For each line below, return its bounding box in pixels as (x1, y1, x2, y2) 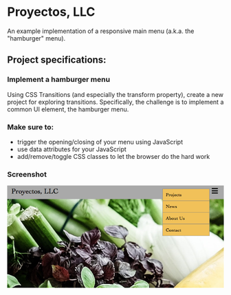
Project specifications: (7, 54, 107, 66)
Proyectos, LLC (7, 4, 96, 20)
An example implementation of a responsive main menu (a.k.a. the (7, 27, 195, 35)
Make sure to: (7, 122, 54, 131)
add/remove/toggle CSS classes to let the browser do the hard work (16, 152, 210, 160)
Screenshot (7, 169, 47, 179)
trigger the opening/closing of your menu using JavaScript (16, 138, 184, 146)
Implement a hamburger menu (7, 75, 111, 85)
